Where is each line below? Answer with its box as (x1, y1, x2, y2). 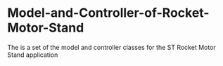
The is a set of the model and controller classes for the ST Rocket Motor (7, 43, 216, 51)
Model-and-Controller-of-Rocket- (7, 5, 210, 21)
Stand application (7, 51, 58, 59)
